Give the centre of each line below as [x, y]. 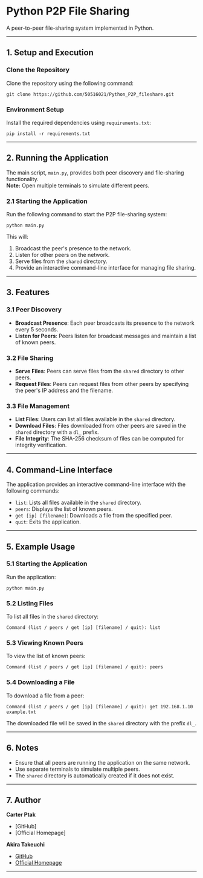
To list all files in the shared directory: [52, 617]
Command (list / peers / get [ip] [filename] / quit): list [84, 628]
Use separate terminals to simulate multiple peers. [77, 769]
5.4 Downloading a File [40, 682]
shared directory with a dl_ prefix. [57, 432]
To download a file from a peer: [45, 696]
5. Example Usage [41, 547]
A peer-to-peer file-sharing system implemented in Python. [80, 28]
